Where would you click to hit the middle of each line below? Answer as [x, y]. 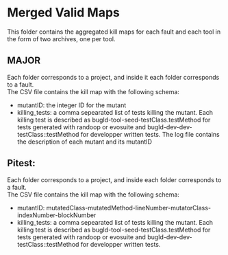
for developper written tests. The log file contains [150, 134]
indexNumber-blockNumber [56, 215]
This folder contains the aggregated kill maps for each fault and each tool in [114, 32]
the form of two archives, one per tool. [61, 38]
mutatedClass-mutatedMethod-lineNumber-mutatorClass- [128, 208]
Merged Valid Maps [63, 13]
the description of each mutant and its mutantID [85, 142]
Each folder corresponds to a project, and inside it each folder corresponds [113, 77]
